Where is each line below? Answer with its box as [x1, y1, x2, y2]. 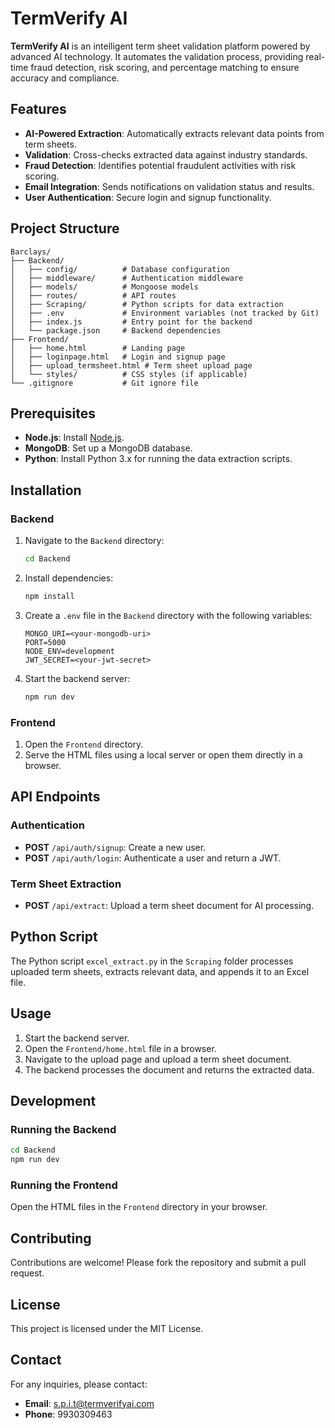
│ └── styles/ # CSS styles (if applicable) [10, 369, 248, 379]
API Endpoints [10, 788, 101, 806]
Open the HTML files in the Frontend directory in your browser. [10, 1201, 268, 1213]
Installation [10, 482, 82, 499]
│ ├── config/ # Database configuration [10, 264, 230, 274]
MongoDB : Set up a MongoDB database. [24, 442, 193, 454]
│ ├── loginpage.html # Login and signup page [10, 352, 226, 362]
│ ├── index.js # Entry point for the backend [10, 317, 253, 327]
